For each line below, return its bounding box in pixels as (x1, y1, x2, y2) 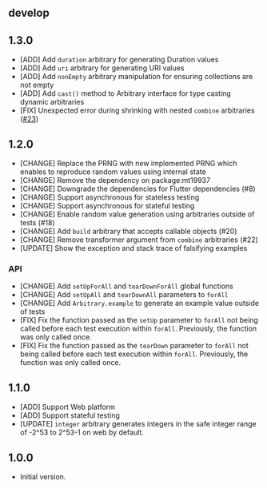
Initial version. (19, 471, 66, 482)
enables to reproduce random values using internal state (19, 167, 206, 177)
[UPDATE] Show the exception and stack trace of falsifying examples (19, 244, 248, 253)
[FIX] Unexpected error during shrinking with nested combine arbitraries (19, 105, 255, 115)
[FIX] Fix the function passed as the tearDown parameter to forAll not (19, 341, 249, 351)
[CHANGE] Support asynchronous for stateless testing (19, 192, 200, 202)
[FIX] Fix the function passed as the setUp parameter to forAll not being (19, 315, 258, 325)
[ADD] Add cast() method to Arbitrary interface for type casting (19, 89, 232, 98)
